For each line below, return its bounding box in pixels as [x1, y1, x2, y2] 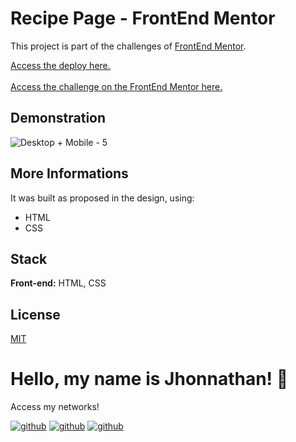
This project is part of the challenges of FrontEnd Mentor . [10, 40, 247, 52]
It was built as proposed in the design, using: [10, 192, 195, 204]
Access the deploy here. [10, 59, 111, 71]
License [10, 306, 61, 323]
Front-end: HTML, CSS [10, 277, 107, 289]
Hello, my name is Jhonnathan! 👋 [10, 368, 289, 391]
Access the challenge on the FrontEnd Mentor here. [10, 80, 223, 92]
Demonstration [10, 110, 107, 127]
